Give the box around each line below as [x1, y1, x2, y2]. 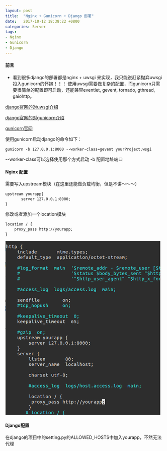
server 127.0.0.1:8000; [21, 197, 71, 202]
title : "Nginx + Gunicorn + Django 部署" [5, 13, 94, 19]
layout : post [5, 8, 33, 13]
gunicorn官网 [5, 125, 33, 131]
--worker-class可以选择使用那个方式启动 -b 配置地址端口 [5, 156, 123, 162]
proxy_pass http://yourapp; [14, 227, 73, 232]
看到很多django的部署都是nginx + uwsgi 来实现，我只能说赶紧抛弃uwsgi [12, 74, 162, 80]
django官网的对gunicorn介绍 [5, 114, 64, 120]
